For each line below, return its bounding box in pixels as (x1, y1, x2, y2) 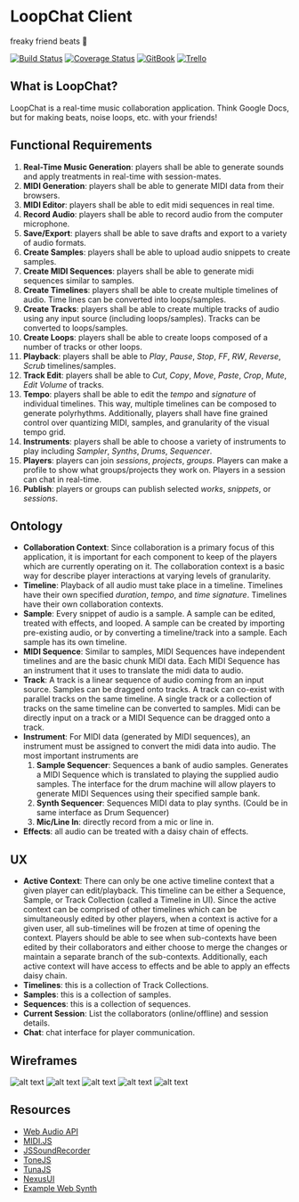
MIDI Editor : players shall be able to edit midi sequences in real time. (22, 199, 275, 210)
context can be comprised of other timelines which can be (22, 904, 238, 915)
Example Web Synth (22, 1182, 97, 1193)
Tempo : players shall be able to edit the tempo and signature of (22, 388, 256, 399)
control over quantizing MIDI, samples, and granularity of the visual (22, 417, 270, 428)
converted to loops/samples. (22, 323, 128, 333)
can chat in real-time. (22, 474, 101, 485)
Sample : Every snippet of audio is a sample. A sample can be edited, (22, 609, 276, 619)
